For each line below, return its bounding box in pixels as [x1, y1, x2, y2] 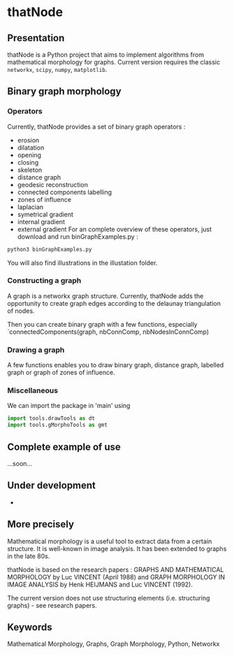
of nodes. [7, 307, 35, 315]
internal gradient [17, 217, 65, 226]
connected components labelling [17, 188, 112, 196]
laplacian [17, 203, 44, 211]
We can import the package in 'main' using [7, 402, 131, 410]
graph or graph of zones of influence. [7, 368, 115, 377]
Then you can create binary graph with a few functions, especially [7, 320, 198, 328]
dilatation [17, 143, 45, 152]
